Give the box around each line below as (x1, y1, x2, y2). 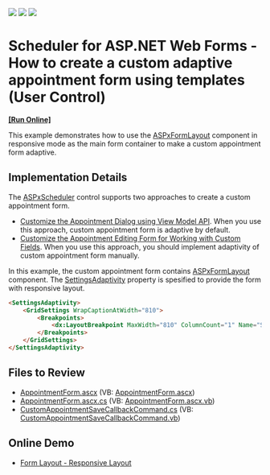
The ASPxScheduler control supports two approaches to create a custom (8, 192, 251, 201)
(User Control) (8, 89, 106, 106)
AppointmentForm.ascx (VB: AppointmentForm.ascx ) (19, 387, 195, 397)
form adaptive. (8, 147, 57, 157)
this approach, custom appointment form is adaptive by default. (19, 225, 231, 234)
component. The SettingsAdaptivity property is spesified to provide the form (8, 275, 261, 284)
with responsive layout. (8, 283, 85, 293)
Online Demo (8, 436, 75, 450)
